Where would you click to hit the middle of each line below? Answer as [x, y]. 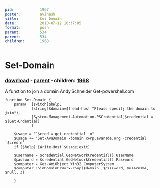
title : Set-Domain [34, 19]
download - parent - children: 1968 [47, 80]
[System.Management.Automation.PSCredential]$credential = [92, 117]
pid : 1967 [27, 9]
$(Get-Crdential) [23, 122]
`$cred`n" [15, 143]
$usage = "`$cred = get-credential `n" [54, 134]
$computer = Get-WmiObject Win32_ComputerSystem [64, 164]
